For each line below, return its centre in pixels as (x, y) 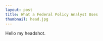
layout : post (19, 10)
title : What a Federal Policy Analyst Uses (52, 14)
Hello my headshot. (25, 33)
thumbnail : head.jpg (27, 19)
